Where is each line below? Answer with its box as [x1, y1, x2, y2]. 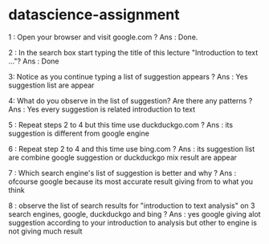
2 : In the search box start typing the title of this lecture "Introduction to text [8, 47, 259, 57]
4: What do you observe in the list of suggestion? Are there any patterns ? [8, 96, 253, 105]
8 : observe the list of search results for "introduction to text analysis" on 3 [8, 201, 255, 210]
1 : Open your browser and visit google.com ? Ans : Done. [8, 32, 198, 42]
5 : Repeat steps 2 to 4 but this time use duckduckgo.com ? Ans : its [8, 120, 234, 129]
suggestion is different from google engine [8, 128, 150, 138]
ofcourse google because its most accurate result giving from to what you [8, 177, 254, 186]
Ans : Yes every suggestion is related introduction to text [8, 104, 195, 114]
